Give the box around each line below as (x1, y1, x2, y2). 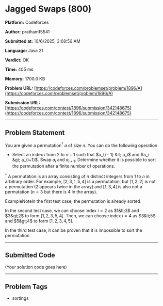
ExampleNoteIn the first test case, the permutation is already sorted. (5, 198, 142, 204)
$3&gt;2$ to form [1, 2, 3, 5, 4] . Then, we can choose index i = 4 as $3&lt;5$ (5, 212, 156, 219)
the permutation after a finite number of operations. (12, 163, 115, 169)
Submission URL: (5, 99, 40, 105)
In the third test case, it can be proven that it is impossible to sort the (5, 227, 142, 233)
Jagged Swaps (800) (5, 3, 92, 15)
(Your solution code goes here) (5, 264, 67, 270)
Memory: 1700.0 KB (5, 76, 45, 81)
